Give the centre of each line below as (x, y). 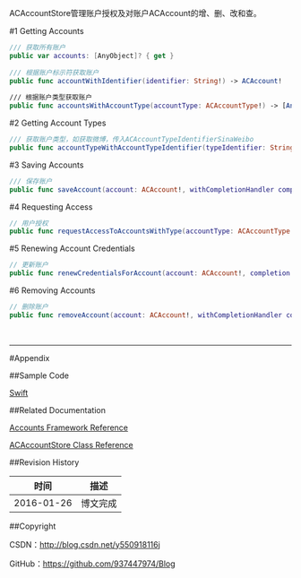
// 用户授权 (29, 223)
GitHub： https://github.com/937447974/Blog (93, 564)
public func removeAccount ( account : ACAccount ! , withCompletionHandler (146, 315)
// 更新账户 (29, 265)
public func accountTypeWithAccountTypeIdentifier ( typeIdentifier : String (152, 147)
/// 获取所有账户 (37, 47)
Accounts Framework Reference (69, 427)
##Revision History (44, 462)
